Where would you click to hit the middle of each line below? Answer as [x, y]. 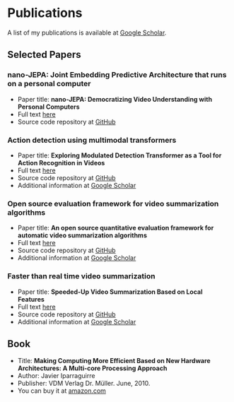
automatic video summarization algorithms [82, 235]
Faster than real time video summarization [81, 276]
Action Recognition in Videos [61, 162]
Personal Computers [48, 107]
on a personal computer [49, 84]
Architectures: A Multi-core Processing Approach [92, 368]
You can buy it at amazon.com [62, 391]
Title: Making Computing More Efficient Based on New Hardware [114, 361]
